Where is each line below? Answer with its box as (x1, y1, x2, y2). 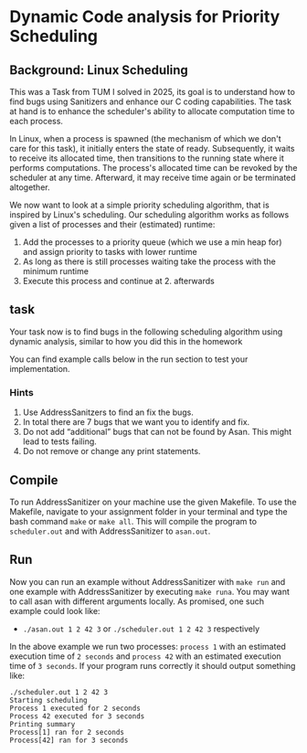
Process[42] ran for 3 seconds (9, 736, 129, 745)
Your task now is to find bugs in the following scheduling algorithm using (9, 326, 283, 337)
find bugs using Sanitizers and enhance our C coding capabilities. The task (9, 96, 292, 107)
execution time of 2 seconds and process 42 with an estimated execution (9, 651, 281, 662)
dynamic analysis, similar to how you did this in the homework (9, 335, 243, 346)
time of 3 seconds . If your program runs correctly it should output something (9, 660, 296, 671)
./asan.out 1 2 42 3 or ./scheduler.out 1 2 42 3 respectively (22, 623, 260, 634)
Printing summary (9, 719, 76, 728)
